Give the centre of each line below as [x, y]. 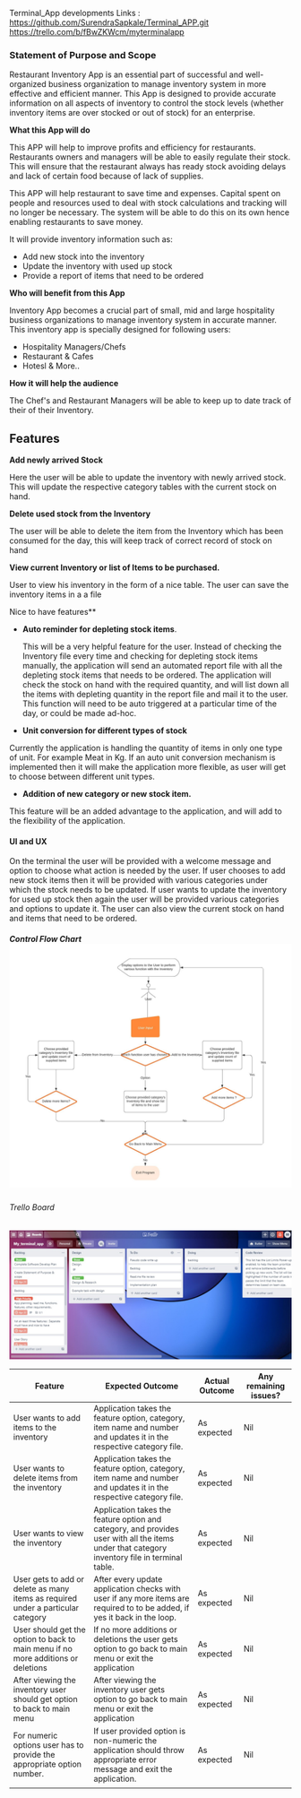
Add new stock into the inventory [83, 257]
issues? [265, 1395]
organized [28, 84]
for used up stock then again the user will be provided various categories [144, 899]
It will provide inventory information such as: [91, 239]
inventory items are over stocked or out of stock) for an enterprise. [132, 113]
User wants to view [48, 1534]
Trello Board [32, 1207]
